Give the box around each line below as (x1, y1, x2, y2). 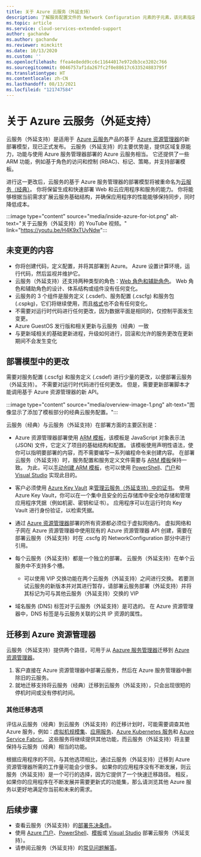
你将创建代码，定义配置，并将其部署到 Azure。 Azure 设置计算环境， (14, 262, 185, 270)
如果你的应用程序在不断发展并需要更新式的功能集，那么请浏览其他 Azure (6, 778, 185, 785)
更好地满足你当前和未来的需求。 (16, 786, 96, 793)
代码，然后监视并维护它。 (20, 270, 84, 277)
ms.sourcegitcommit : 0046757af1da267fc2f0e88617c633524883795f (6, 64, 167, 71)
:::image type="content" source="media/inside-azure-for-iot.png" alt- (6, 212, 179, 219)
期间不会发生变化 (14, 337, 57, 345)
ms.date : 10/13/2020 (6, 48, 58, 54)
